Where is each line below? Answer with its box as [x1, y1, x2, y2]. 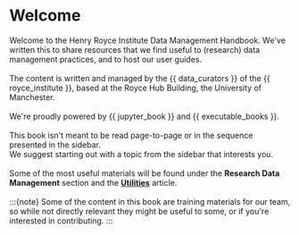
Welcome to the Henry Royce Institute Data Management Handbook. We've [9, 35, 286, 46]
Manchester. [9, 91, 55, 103]
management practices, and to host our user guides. [9, 54, 203, 64]
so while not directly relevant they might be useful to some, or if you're [9, 206, 270, 216]
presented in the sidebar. [9, 139, 101, 150]
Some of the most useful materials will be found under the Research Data [9, 167, 280, 179]
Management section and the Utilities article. [9, 177, 178, 188]
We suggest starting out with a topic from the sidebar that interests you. [9, 148, 274, 159]
